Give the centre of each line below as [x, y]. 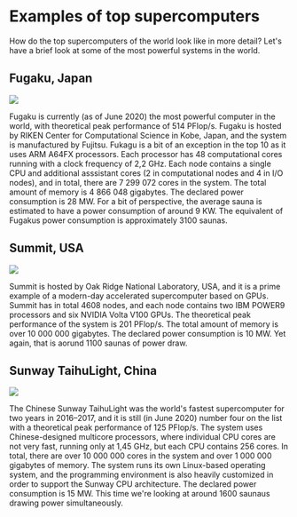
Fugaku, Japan [51, 79]
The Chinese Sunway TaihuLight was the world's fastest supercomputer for [147, 409]
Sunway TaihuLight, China [83, 370]
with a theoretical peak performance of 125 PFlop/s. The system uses [136, 427]
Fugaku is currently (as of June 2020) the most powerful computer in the [143, 116]
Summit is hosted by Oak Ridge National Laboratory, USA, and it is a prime [145, 286]
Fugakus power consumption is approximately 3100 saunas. [118, 220]
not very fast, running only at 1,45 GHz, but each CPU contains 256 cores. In [149, 447]
